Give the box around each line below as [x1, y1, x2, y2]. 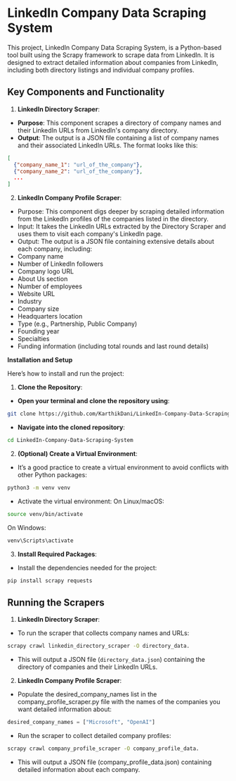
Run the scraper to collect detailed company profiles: [17, 731, 171, 739]
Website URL [17, 290, 55, 298]
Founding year [17, 327, 60, 336]
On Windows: [7, 523, 46, 531]
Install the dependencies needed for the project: [17, 563, 157, 572]
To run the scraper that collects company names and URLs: [17, 629, 190, 637]
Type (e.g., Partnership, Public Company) [17, 319, 138, 328]
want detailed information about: [17, 705, 112, 713]
